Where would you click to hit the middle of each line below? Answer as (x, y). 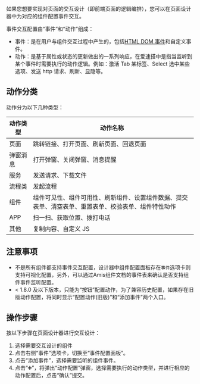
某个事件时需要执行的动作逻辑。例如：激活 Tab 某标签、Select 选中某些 (102, 64)
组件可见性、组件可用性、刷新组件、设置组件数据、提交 (111, 197)
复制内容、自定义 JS (61, 229)
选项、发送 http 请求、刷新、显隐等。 (60, 71)
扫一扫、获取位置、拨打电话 (72, 217)
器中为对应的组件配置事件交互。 (45, 16)
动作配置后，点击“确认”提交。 (51, 375)
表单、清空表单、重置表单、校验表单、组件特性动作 (105, 206)
